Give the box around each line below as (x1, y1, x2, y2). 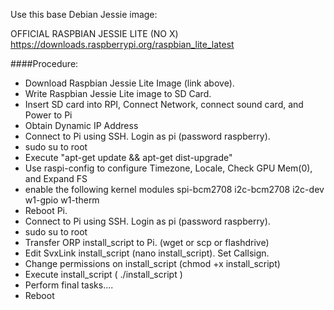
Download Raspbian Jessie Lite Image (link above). (24, 77, 235, 89)
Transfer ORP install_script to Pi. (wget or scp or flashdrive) (24, 237, 270, 248)
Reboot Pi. (24, 205, 68, 216)
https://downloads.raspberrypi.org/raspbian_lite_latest (10, 39, 235, 50)
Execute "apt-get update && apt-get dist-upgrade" (24, 152, 233, 163)
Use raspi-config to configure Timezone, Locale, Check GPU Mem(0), (24, 162, 313, 174)
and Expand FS (24, 173, 88, 184)
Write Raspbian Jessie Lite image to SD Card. (24, 88, 212, 99)
